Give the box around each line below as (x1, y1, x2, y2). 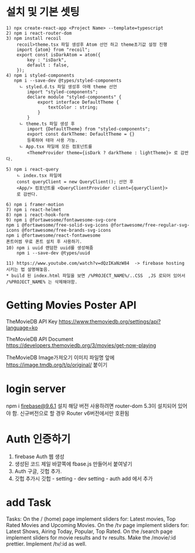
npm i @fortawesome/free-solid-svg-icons (6, 222, 109, 228)
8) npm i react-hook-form (6, 212, 69, 218)
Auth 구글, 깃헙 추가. (14, 467, 62, 474)
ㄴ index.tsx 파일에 (16, 173, 62, 178)
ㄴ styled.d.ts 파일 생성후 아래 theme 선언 (19, 83, 117, 90)
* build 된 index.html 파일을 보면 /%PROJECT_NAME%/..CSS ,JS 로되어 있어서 (6, 272, 186, 279)
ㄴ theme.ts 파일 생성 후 (19, 121, 75, 127)
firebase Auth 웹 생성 (14, 453, 64, 460)
